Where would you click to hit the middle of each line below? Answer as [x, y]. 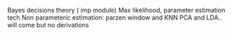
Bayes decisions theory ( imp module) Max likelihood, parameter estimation [116, 10]
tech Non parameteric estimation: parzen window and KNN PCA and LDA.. [115, 17]
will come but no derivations [48, 25]
